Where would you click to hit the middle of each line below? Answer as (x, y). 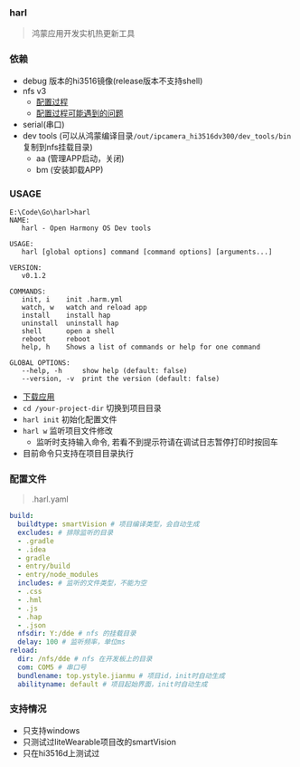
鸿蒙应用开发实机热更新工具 (83, 34)
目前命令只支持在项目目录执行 (78, 453)
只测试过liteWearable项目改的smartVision (99, 742)
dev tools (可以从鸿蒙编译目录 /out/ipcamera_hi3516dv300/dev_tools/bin (157, 135)
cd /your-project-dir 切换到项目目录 (92, 407)
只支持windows (51, 730)
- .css (30, 592)
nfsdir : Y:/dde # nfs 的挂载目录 (77, 634)
